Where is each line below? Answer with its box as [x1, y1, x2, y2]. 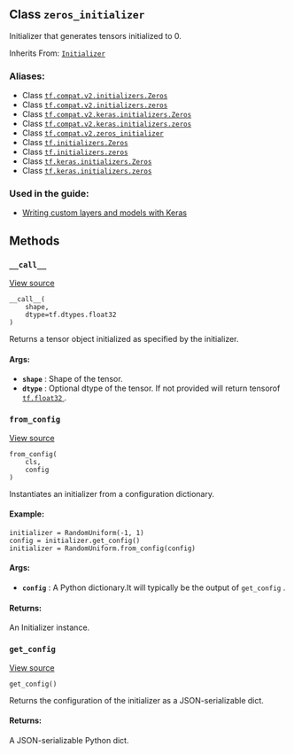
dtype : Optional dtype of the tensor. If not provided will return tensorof [21, 383, 281, 393]
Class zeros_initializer [9, 7, 145, 22]
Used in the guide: [9, 188, 89, 200]
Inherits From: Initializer [9, 48, 106, 58]
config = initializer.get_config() [9, 536, 141, 545]
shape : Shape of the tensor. [21, 374, 123, 385]
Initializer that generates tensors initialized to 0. [9, 30, 182, 41]
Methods [9, 233, 60, 248]
